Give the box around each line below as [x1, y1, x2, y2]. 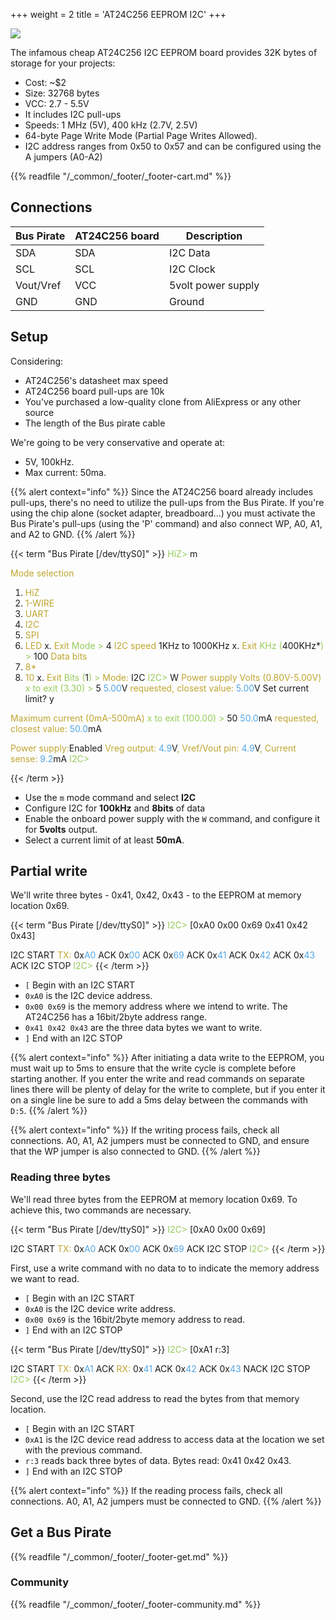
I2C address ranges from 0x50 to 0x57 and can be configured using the [24, 140, 322, 152]
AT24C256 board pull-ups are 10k [24, 385, 165, 397]
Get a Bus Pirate [10, 1524, 112, 1541]
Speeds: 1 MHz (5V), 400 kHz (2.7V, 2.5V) [24, 119, 198, 131]
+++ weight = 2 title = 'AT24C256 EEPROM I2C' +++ [10, 9, 227, 20]
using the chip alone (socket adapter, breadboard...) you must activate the [10, 507, 316, 519]
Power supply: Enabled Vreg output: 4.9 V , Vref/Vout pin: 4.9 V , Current [10, 742, 297, 754]
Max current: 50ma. [24, 466, 107, 478]
